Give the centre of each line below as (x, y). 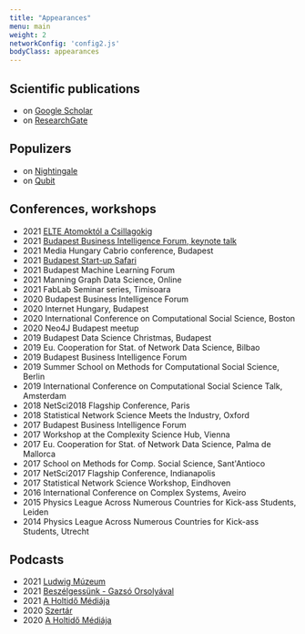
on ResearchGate (55, 120)
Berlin (34, 376)
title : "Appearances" (51, 18)
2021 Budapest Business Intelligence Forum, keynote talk (129, 240)
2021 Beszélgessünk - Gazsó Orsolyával (98, 591)
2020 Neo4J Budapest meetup (81, 328)
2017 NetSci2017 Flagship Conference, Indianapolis (119, 473)
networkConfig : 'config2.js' (65, 43)
